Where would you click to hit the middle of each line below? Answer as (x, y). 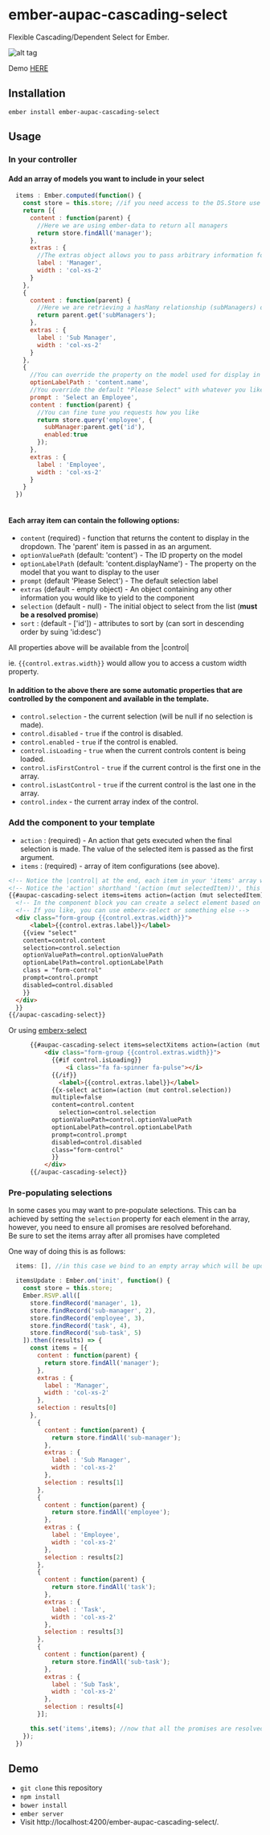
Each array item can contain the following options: (94, 520)
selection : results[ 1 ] (84, 1482)
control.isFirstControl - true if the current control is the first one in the (140, 768)
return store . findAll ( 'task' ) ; (104, 1587)
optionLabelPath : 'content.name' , (89, 383)
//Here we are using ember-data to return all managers (133, 225)
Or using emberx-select (47, 1030)
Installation (37, 94)
